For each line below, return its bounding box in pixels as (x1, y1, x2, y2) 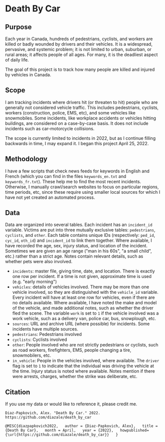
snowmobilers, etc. (12, 352, 51, 358)
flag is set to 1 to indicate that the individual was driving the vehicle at (12, 363, 154, 369)
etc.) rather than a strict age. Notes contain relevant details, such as (5, 253, 143, 259)
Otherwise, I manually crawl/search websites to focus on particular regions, (5, 184, 159, 190)
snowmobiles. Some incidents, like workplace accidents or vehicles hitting (5, 115, 157, 121)
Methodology (5, 155, 48, 164)
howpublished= (120, 428, 149, 433)
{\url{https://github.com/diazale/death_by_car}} (5, 432, 110, 438)
